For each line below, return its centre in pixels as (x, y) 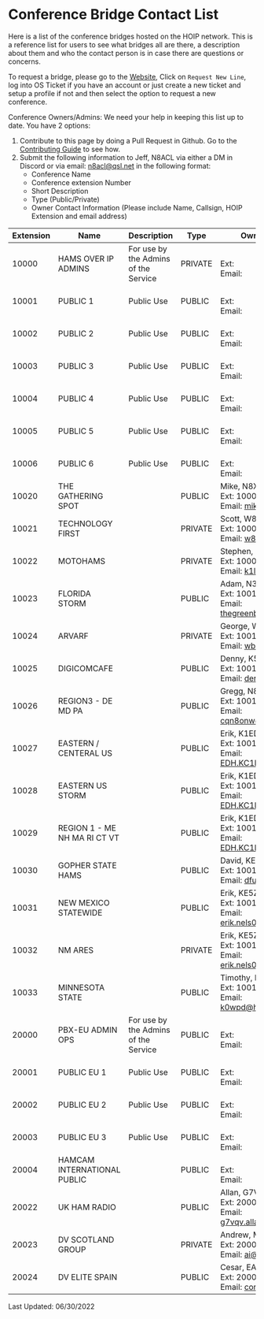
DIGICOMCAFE (86, 668)
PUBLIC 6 (76, 463)
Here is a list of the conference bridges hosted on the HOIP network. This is (130, 36)
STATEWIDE (80, 912)
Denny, (233, 658)
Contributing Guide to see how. (70, 149)
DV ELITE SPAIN (88, 1276)
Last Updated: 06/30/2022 (51, 1306)
